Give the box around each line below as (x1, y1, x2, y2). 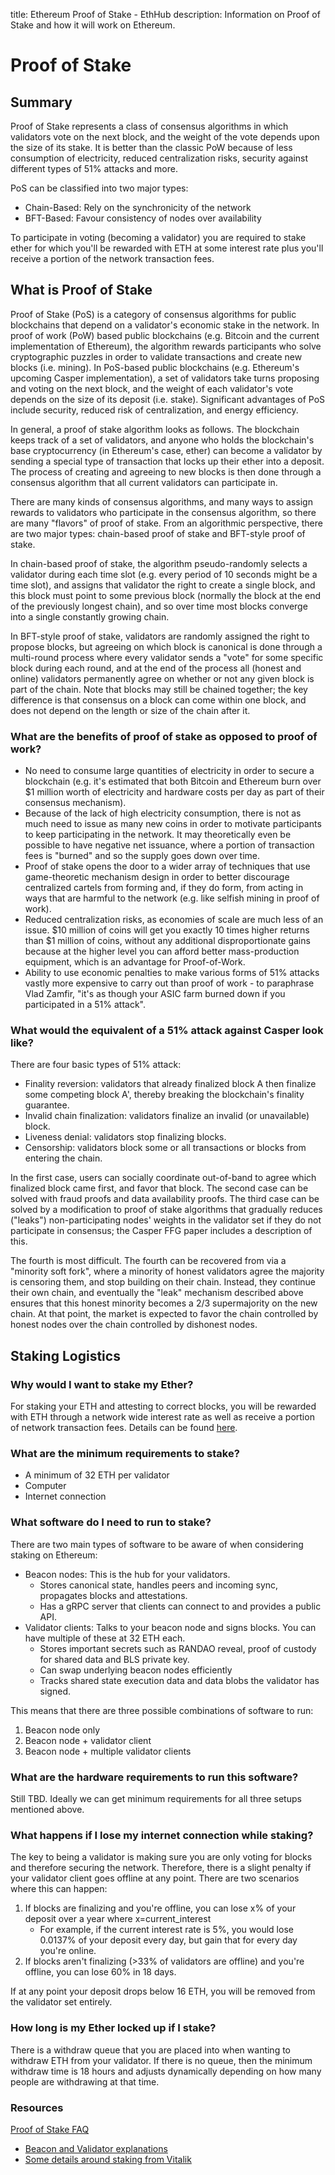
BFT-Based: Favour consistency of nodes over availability (24, 212, 262, 224)
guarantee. (24, 1099, 70, 1111)
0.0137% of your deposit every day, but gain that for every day (39, 1934, 298, 1946)
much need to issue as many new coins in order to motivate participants (24, 818, 322, 830)
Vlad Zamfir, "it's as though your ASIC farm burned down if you (24, 988, 286, 1000)
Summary (10, 94, 73, 111)
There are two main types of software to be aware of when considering (10, 1538, 304, 1550)
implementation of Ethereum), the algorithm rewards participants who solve (10, 340, 322, 352)
